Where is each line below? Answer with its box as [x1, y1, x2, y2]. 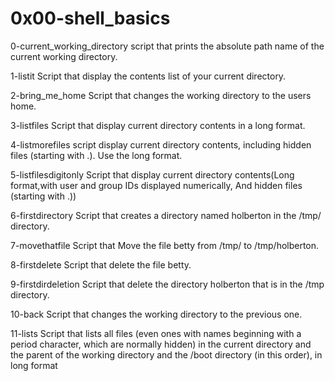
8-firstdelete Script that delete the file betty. [10, 258, 192, 271]
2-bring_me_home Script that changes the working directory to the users [10, 89, 312, 101]
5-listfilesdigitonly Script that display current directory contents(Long [10, 168, 295, 181]
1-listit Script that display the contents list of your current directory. [10, 70, 287, 82]
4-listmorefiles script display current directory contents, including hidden [10, 138, 312, 151]
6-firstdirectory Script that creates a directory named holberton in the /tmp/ [10, 209, 322, 221]
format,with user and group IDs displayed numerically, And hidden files [10, 179, 303, 191]
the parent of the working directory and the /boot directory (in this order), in [10, 348, 323, 361]
